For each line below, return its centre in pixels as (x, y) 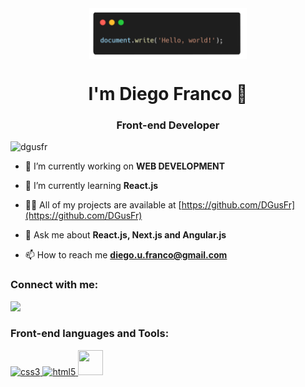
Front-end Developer (168, 125)
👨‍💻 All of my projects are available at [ (103, 205)
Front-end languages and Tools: (90, 334)
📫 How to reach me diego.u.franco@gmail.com (126, 255)
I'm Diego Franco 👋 (168, 93)
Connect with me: (54, 285)
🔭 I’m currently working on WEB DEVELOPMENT (125, 166)
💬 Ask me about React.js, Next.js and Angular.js (125, 235)
